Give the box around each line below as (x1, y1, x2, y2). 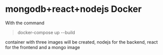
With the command (5, 20, 45, 26)
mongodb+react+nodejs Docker (5, 3, 142, 15)
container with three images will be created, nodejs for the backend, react (5, 39, 158, 45)
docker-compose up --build (17, 29, 75, 35)
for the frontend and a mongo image (5, 44, 80, 50)
